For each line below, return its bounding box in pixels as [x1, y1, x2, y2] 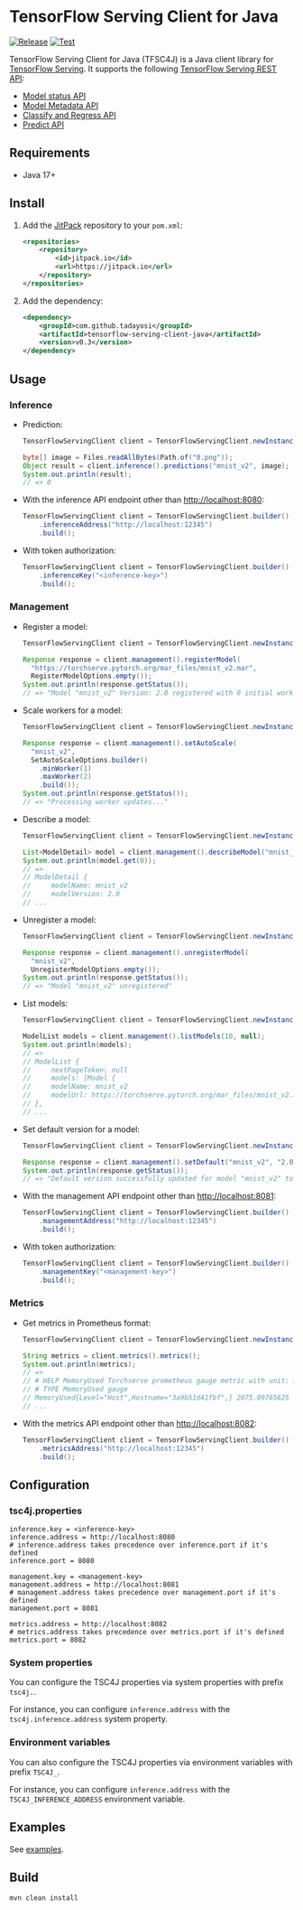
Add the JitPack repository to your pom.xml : [22, 220, 183, 230]
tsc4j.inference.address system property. [9, 1714, 169, 1725]
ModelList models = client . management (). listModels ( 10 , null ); [22, 1032, 266, 1041]
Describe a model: [22, 813, 91, 824]
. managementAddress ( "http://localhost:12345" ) [39, 1217, 217, 1226]
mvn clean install [9, 1894, 78, 1903]
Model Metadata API [22, 99, 99, 110]
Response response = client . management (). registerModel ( [22, 655, 242, 664]
